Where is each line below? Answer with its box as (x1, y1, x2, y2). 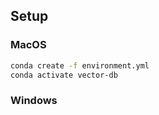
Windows (10, 94, 58, 108)
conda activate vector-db (10, 70, 118, 80)
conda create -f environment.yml (10, 60, 150, 71)
